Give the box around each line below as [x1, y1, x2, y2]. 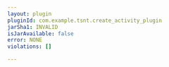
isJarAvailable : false [7, 30, 74, 37]
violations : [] [7, 43, 52, 50]
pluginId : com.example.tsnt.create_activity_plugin [7, 17, 162, 24]
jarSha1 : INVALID [7, 23, 58, 30]
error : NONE [7, 37, 42, 44]
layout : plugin [7, 10, 52, 18]
